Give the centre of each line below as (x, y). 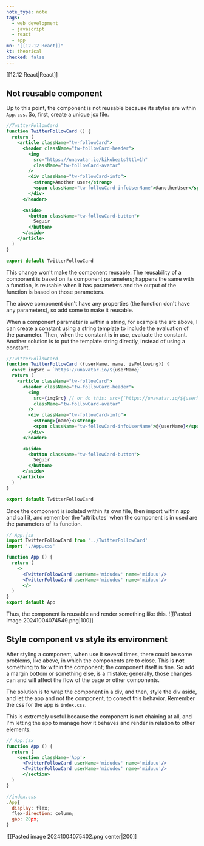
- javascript (28, 29)
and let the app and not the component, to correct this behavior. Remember (101, 698)
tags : (13, 18)
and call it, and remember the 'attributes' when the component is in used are (102, 517)
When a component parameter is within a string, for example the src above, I (102, 322)
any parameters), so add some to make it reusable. (70, 310)
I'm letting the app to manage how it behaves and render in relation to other (101, 723)
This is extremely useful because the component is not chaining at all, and (99, 716)
